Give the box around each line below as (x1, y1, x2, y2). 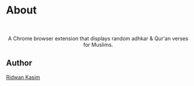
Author (6, 58, 32, 68)
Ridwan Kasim (6, 74, 40, 81)
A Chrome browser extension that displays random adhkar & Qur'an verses (8, 35, 189, 42)
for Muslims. (83, 41, 113, 48)
